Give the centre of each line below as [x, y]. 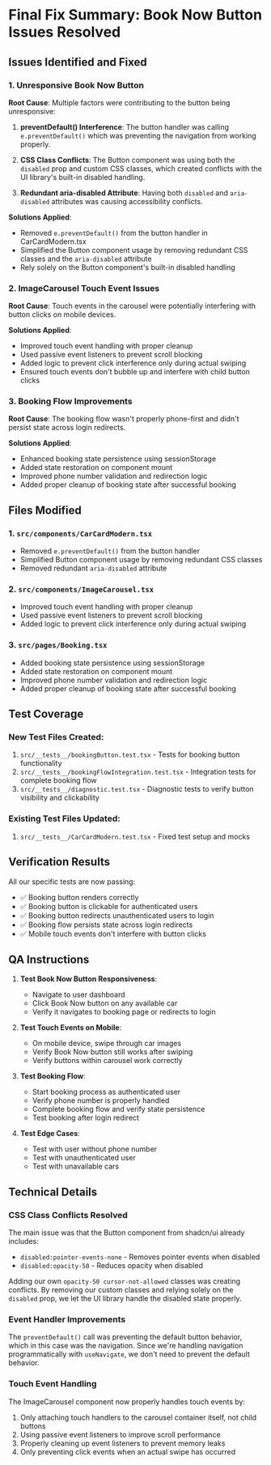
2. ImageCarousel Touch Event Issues [84, 288]
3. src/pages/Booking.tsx [58, 645]
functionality [41, 763]
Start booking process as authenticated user [106, 1092]
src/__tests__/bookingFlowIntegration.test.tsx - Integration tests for [138, 772]
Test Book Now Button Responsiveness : [89, 979]
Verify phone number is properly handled [101, 1100]
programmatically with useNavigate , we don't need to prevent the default [129, 1354]
